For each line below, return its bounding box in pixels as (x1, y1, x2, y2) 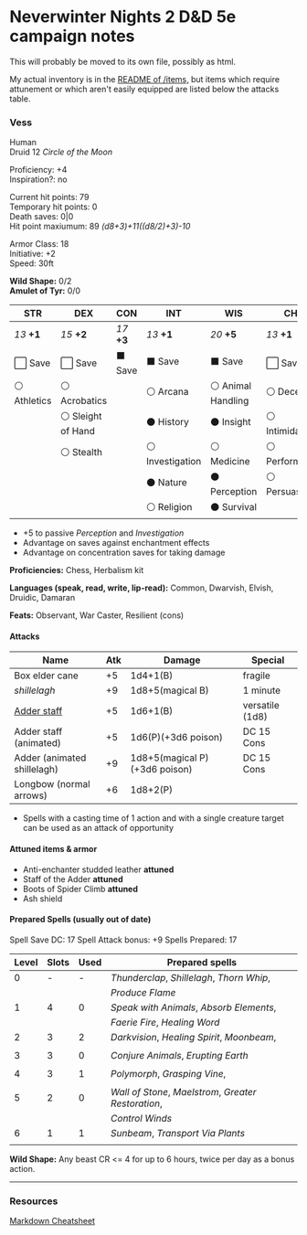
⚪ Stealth (60, 446, 103, 459)
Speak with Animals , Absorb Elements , (111, 1001, 277, 1014)
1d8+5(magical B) (130, 684, 209, 697)
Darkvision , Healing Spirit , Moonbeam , (111, 1030, 277, 1043)
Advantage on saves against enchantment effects (22, 538, 210, 548)
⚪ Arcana (145, 386, 189, 399)
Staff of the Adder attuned (22, 873, 123, 884)
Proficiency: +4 (9, 165, 68, 176)
